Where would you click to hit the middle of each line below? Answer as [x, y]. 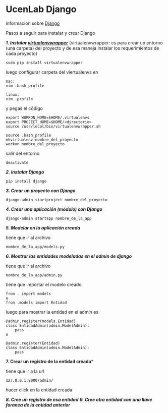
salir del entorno [23, 153]
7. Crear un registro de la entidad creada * [50, 361]
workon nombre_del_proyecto [35, 144]
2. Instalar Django [25, 172]
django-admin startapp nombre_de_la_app [49, 218]
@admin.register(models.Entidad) [41, 321]
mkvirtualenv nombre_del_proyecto [42, 140]
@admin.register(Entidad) [33, 343]
